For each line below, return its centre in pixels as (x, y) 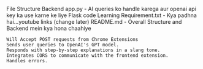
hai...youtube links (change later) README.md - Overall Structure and (94, 22)
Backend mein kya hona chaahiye (49, 28)
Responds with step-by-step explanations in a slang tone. (83, 50)
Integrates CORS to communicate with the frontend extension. (87, 56)
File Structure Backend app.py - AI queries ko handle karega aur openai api (101, 9)
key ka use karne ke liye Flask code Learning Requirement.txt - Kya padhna (102, 15)
